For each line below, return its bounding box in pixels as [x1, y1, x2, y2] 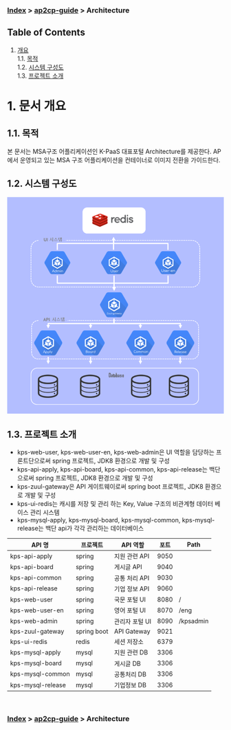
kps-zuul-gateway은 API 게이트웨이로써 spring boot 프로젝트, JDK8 [16, 483, 204, 491]
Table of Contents [7, 27, 86, 38]
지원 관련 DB [114, 648, 148, 656]
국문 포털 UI [114, 595, 146, 604]
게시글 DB [114, 659, 141, 667]
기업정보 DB [114, 681, 146, 689]
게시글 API [114, 563, 142, 571]
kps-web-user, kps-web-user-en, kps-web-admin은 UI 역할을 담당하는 [16, 448, 215, 456]
